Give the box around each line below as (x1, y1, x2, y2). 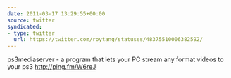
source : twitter (7, 17, 55, 24)
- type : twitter (7, 29, 55, 37)
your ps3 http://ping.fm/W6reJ (7, 63, 96, 71)
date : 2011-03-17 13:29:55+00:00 (7, 10, 106, 17)
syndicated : (7, 23, 42, 30)
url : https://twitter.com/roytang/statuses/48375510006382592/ (13, 36, 203, 43)
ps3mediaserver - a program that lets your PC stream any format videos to (7, 55, 224, 63)
